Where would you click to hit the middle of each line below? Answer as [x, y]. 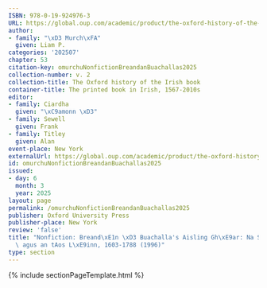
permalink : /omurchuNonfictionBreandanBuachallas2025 [99, 208]
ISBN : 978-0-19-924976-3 [49, 16]
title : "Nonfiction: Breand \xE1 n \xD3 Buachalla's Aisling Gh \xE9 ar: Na [131, 238]
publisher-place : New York [53, 223]
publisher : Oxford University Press [69, 216]
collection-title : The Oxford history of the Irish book [104, 82]
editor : [21, 97]
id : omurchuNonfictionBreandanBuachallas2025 [85, 164]
